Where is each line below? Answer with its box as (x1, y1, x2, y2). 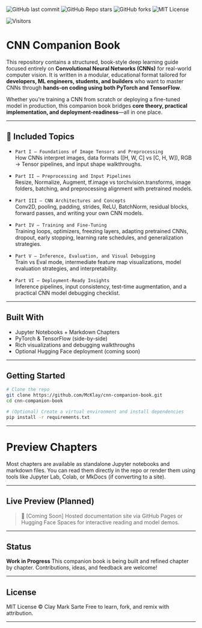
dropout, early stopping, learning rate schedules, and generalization (14, 234, 183, 241)
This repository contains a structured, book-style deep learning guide (6, 58, 179, 66)
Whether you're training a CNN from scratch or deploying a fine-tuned (6, 95, 180, 102)
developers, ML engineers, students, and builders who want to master (6, 77, 184, 84)
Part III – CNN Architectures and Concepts (14, 198, 126, 204)
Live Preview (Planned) (6, 496, 94, 506)
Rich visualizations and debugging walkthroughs (14, 341, 135, 348)
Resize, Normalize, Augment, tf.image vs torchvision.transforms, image (14, 178, 191, 186)
